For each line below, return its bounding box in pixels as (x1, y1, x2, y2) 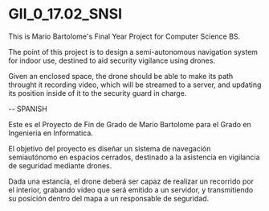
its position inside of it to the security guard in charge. (8, 88, 187, 97)
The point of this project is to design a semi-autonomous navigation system (8, 47, 259, 56)
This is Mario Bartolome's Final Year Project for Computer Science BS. (8, 31, 241, 41)
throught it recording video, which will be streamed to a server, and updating (8, 80, 262, 89)
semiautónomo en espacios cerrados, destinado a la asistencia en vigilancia (8, 152, 260, 162)
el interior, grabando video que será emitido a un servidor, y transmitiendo (8, 184, 254, 194)
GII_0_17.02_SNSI (8, 5, 123, 23)
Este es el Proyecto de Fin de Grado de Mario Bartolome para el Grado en (8, 119, 251, 129)
